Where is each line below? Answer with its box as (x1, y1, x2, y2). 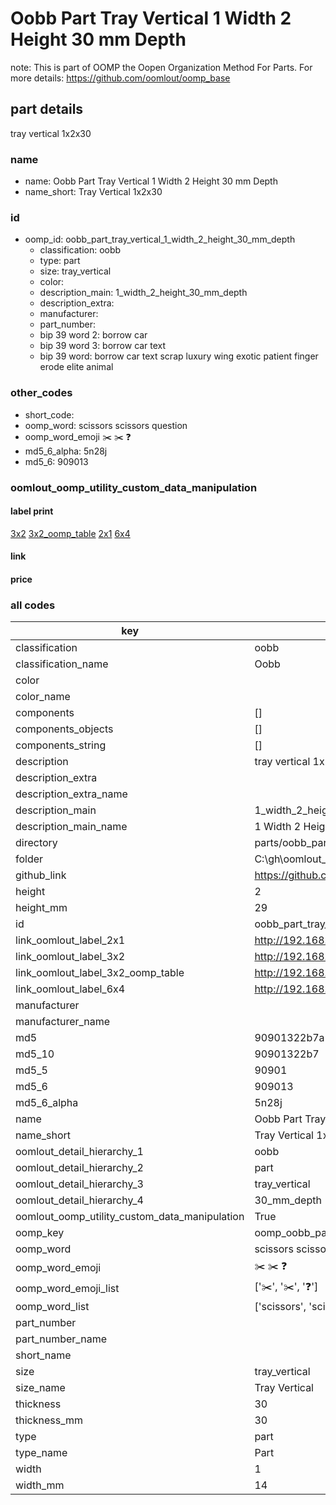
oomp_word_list (15, 1300, 90, 1314)
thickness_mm (15, 1413, 84, 1427)
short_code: (24, 408, 75, 421)
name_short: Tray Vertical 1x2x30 (24, 186, 163, 198)
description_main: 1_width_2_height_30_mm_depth (39, 287, 248, 299)
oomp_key (15, 1226, 65, 1240)
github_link (15, 868, 67, 882)
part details (10, 101, 84, 118)
